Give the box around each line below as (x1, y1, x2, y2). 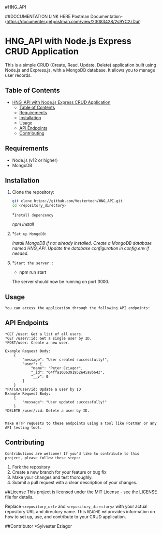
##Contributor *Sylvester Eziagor (5, 523, 72, 529)
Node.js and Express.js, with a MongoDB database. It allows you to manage (5, 67, 156, 73)
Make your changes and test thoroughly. (12, 474, 93, 480)
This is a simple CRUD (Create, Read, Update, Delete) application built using (5, 62, 156, 67)
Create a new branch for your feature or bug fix (12, 469, 107, 475)
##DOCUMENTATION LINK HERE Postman (5, 14, 89, 19)
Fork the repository (12, 464, 51, 470)
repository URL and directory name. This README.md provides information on (5, 508, 155, 514)
